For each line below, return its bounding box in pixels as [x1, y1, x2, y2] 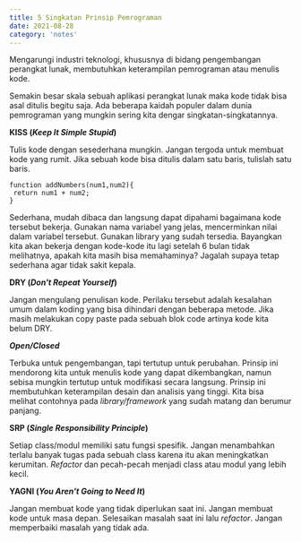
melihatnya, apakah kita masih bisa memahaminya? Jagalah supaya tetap [9, 250, 279, 261]
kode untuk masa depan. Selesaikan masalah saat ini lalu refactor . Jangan [9, 512, 283, 524]
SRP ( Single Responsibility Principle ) [9, 423, 149, 434]
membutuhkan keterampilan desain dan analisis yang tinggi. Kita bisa [9, 386, 264, 397]
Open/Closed [9, 340, 60, 351]
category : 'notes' [9, 30, 78, 39]
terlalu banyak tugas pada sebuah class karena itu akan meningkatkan [9, 450, 269, 460]
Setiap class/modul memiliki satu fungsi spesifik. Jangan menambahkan [9, 440, 275, 451]
